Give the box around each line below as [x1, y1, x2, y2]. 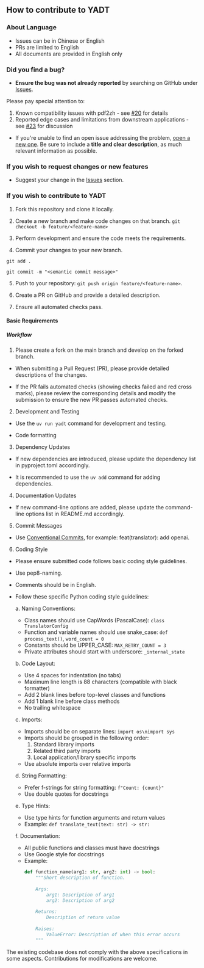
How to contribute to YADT [6, 5, 110, 15]
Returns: [35, 909, 58, 915]
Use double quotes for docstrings [24, 790, 109, 798]
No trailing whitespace [24, 704, 81, 711]
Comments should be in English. [15, 581, 96, 589]
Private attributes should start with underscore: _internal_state [24, 648, 185, 655]
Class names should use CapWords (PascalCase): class [24, 617, 165, 624]
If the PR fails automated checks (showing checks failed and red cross [15, 383, 192, 390]
